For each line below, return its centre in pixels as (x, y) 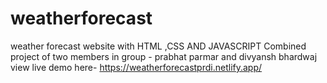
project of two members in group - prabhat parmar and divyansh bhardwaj (164, 56)
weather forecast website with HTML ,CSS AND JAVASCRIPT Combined (158, 46)
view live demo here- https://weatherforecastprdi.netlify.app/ (136, 67)
